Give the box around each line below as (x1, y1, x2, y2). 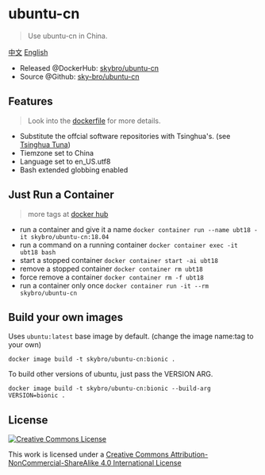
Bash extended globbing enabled (19, 164, 129, 175)
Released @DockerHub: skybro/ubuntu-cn (19, 63, 159, 72)
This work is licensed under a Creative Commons (8, 450, 169, 459)
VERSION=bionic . (8, 392, 66, 400)
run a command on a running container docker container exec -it (19, 240, 238, 249)
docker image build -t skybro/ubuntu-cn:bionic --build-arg (8, 384, 212, 393)
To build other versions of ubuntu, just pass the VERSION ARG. (8, 369, 213, 379)
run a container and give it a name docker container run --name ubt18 (19, 224, 252, 234)
